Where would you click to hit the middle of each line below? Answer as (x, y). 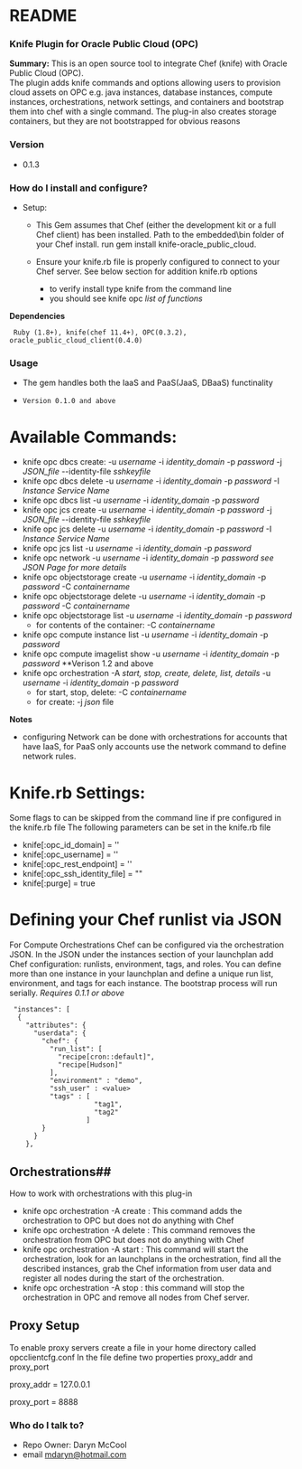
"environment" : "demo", (96, 1081)
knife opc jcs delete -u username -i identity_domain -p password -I (147, 529)
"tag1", (109, 1105)
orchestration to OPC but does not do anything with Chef (128, 1220)
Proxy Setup (45, 1326)
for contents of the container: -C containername (125, 626)
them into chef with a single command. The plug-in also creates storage (143, 112)
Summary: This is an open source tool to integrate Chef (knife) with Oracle (148, 63)
